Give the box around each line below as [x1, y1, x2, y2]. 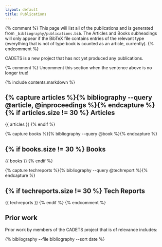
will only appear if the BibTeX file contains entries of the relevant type [5, 35, 144, 41]
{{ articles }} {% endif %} [5, 121, 55, 127]
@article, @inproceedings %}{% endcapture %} [5, 101, 155, 109]
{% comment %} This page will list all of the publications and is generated [5, 25, 153, 31]
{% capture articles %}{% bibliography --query [5, 93, 152, 101]
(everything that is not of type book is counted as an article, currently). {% [5, 40, 154, 46]
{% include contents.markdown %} [5, 79, 75, 85]
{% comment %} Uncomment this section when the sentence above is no [5, 64, 152, 71]
